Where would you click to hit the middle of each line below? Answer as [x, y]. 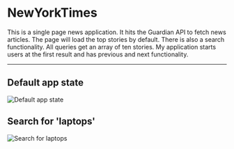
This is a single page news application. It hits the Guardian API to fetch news [117, 32]
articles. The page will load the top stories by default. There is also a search [116, 39]
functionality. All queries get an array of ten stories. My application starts [112, 47]
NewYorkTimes [52, 13]
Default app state [45, 83]
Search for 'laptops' [51, 121]
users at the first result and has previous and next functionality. [98, 54]
